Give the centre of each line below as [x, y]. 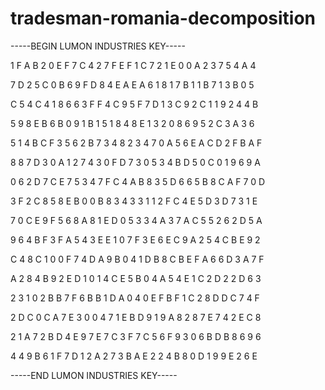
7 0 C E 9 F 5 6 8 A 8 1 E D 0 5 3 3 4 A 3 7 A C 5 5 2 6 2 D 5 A [136, 220]
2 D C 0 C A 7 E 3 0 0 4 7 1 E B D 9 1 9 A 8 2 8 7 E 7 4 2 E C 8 [136, 317]
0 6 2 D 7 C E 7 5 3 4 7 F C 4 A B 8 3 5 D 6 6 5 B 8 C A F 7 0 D [138, 181]
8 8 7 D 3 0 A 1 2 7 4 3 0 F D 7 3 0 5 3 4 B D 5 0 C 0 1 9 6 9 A [135, 162]
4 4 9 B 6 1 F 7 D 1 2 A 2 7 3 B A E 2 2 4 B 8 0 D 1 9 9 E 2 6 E [134, 356]
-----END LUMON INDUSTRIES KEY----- [94, 375]
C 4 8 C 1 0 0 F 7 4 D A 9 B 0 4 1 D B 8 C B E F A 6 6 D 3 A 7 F [137, 259]
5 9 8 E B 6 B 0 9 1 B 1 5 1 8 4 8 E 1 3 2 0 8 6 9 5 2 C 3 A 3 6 [132, 123]
